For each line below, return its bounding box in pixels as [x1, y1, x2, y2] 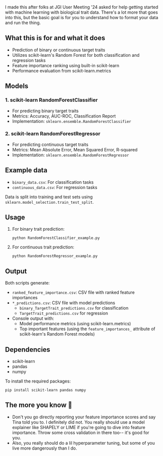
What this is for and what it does [5, 34, 105, 42]
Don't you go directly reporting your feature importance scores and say [12, 414, 156, 420]
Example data [5, 166, 48, 174]
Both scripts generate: [5, 280, 50, 286]
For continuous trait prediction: [12, 244, 75, 250]
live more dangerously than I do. [12, 445, 77, 451]
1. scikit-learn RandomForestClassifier [5, 96, 98, 103]
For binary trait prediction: [12, 226, 65, 232]
